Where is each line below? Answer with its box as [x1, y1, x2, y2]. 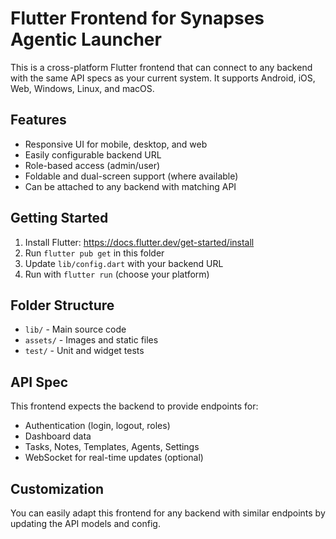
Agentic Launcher [10, 28, 162, 51]
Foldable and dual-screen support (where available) [24, 170, 239, 182]
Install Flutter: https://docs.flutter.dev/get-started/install [24, 236, 255, 248]
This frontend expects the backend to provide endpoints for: [10, 400, 259, 412]
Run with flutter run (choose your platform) [24, 268, 210, 280]
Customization [10, 480, 105, 497]
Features [10, 112, 67, 129]
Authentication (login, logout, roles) [24, 420, 171, 432]
